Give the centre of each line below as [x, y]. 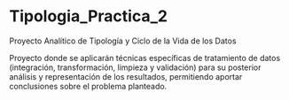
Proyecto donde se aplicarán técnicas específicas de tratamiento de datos [145, 58]
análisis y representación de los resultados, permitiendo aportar [126, 76]
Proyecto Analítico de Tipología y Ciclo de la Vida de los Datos [123, 41]
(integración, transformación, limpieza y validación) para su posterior [135, 67]
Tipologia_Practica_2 [89, 16]
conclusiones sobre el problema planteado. [88, 86]
